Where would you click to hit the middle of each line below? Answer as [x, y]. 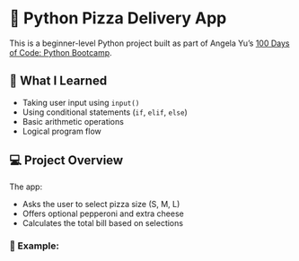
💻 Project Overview [66, 161]
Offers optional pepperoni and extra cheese [103, 213]
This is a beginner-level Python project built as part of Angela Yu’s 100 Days [149, 43]
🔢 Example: [35, 246]
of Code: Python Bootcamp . [61, 52]
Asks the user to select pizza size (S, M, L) [101, 204]
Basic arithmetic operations [73, 121]
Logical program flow [62, 131]
